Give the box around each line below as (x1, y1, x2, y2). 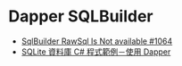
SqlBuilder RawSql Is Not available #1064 (21, 36, 173, 46)
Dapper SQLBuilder (8, 6, 153, 27)
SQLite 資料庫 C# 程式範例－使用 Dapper (21, 46, 171, 57)
